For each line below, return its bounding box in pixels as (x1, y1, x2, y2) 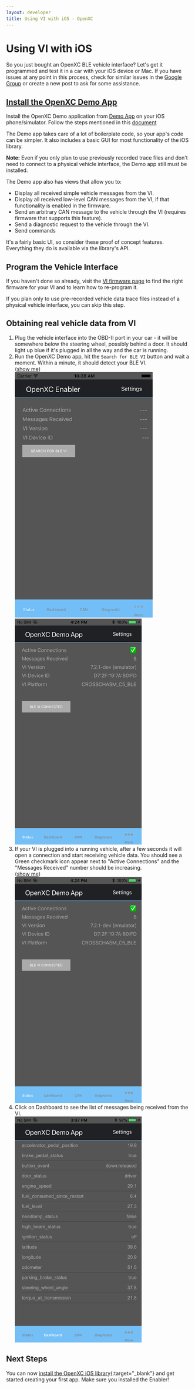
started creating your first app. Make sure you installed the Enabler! (6, 1375, 169, 1383)
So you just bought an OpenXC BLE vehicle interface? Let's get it (6, 61, 163, 68)
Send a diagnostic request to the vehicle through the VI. (14, 221, 150, 228)
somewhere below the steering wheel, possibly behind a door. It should (14, 340, 188, 347)
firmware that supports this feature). (14, 215, 103, 222)
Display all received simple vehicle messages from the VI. (14, 190, 154, 197)
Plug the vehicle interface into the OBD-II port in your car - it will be (14, 334, 178, 341)
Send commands (14, 227, 56, 234)
